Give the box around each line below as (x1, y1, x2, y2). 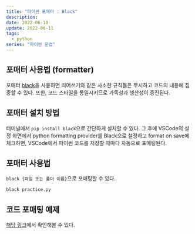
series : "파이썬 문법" (6, 42, 56, 48)
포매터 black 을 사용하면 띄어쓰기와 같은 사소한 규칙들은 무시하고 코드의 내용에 (6, 81, 184, 88)
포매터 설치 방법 (6, 108, 60, 118)
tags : (6, 31, 19, 37)
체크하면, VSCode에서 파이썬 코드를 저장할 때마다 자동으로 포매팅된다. (6, 139, 167, 146)
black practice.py (6, 187, 51, 193)
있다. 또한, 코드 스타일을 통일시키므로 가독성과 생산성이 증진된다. (23, 89, 170, 96)
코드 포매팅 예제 (6, 205, 60, 215)
